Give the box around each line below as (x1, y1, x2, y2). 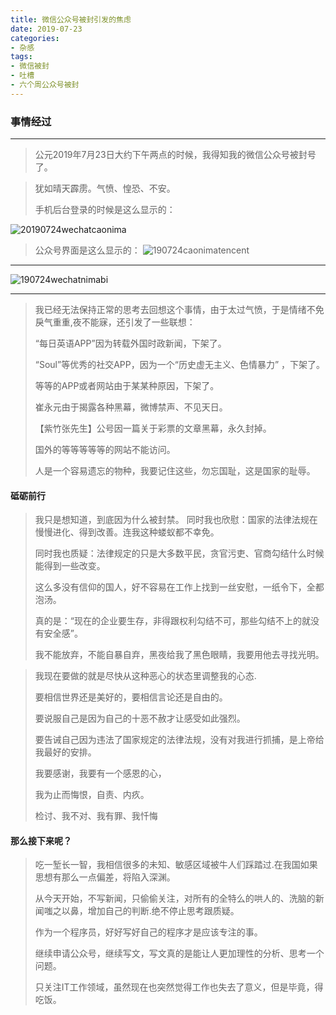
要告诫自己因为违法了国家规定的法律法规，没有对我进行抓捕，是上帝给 (34, 734, 325, 746)
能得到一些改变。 (34, 560, 106, 572)
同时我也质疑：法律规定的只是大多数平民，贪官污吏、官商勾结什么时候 (34, 547, 325, 560)
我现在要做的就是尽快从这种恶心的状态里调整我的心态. (34, 670, 257, 682)
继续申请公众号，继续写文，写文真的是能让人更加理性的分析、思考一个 (34, 947, 325, 960)
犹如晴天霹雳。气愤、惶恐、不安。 (34, 182, 176, 195)
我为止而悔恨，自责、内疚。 (34, 789, 150, 801)
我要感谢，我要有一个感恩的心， (34, 767, 167, 780)
